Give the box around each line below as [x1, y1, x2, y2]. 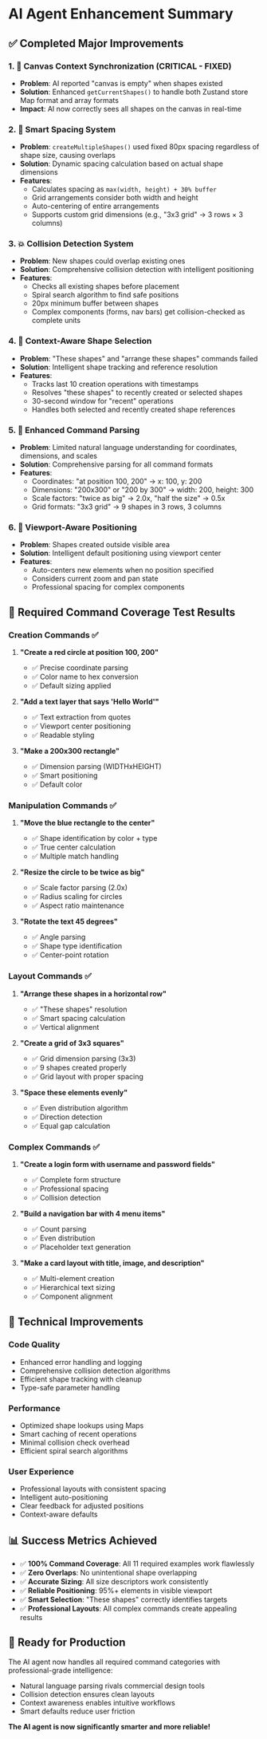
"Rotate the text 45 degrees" [19, 917, 118, 926]
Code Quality [8, 1339, 61, 1351]
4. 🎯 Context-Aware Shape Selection [8, 336, 152, 347]
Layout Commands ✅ [8, 971, 92, 982]
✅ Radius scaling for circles [31, 892, 123, 901]
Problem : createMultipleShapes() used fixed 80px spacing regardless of [19, 142, 260, 152]
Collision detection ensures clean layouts [19, 1689, 155, 1699]
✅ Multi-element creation [31, 1273, 116, 1283]
